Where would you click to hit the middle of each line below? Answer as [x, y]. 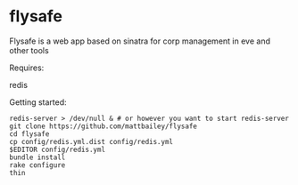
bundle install [37, 157]
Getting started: [38, 102]
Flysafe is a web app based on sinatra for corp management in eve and [140, 41]
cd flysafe [29, 134]
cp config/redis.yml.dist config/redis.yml [91, 141]
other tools [29, 50]
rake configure [37, 165]
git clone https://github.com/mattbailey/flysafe [103, 126]
